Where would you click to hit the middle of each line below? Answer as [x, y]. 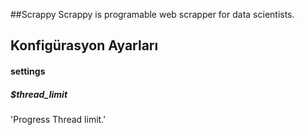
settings [28, 71]
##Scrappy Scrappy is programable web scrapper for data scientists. [152, 14]
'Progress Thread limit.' [58, 119]
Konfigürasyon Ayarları [84, 45]
